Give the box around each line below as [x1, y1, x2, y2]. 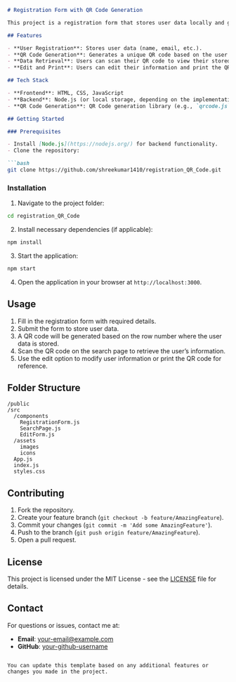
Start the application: [17, 251, 79, 260]
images [20, 443, 39, 451]
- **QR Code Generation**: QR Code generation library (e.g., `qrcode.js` [7, 103, 231, 110]
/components [13, 413, 49, 420]
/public [7, 400, 30, 407]
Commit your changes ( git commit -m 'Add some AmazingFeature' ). [17, 520, 213, 530]
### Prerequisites [7, 128, 61, 135]
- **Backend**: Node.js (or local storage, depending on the [7, 96, 190, 103]
